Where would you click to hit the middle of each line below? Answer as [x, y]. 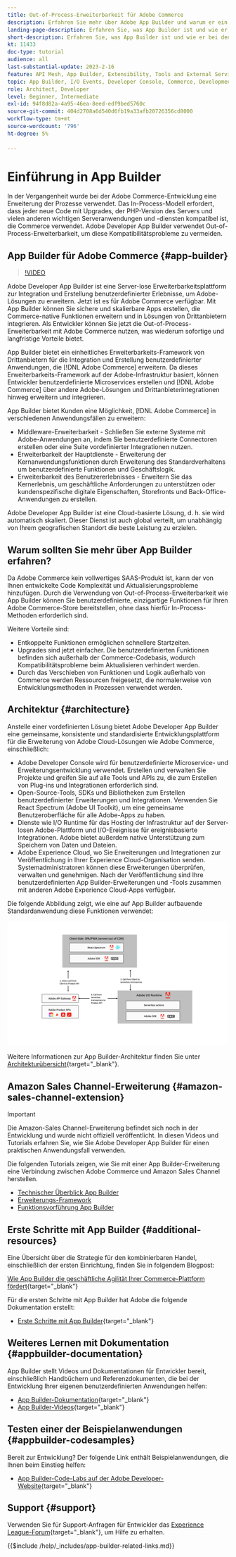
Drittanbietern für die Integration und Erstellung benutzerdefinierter [105, 360]
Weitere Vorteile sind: [38, 629]
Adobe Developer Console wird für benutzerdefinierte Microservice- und [123, 762]
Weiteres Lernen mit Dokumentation [88, 1343]
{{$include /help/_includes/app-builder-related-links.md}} [91, 1546]
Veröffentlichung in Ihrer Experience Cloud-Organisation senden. [111, 859]
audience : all [28, 60]
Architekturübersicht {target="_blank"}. [63, 1064]
